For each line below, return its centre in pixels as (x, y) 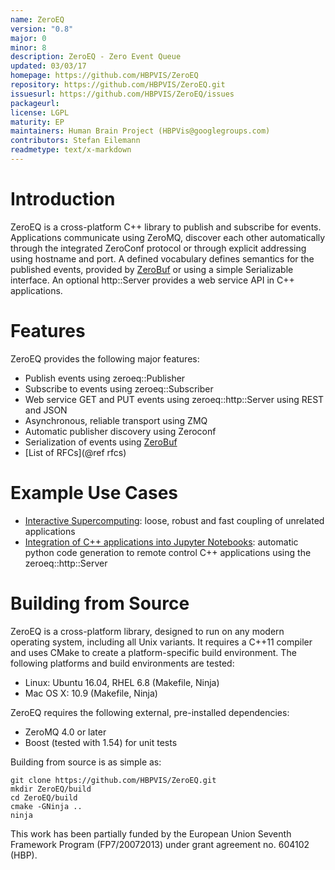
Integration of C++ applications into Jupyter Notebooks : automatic (161, 542)
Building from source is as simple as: (86, 762)
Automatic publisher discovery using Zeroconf (120, 431)
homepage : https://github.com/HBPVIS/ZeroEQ (104, 76)
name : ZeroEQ (37, 19)
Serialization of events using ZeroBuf (101, 442)
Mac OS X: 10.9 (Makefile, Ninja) (91, 693)
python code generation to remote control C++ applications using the (168, 552)
